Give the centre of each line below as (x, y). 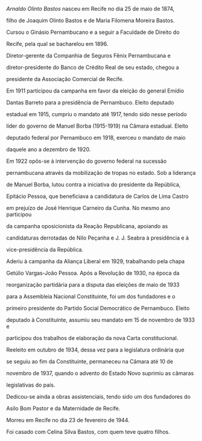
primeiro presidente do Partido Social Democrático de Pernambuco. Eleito (98, 308)
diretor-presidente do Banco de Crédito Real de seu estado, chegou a (93, 67)
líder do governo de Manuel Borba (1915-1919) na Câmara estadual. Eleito (97, 126)
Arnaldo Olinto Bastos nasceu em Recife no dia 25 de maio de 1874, (90, 9)
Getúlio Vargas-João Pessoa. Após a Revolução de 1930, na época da (93, 273)
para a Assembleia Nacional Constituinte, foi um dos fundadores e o (91, 296)
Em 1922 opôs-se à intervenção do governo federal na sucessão (87, 161)
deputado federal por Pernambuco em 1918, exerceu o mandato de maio (96, 138)
